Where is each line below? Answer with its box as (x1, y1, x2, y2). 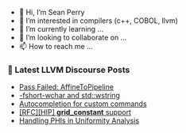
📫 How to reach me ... (18, 42, 93, 51)
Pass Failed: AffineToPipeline (18, 82, 114, 92)
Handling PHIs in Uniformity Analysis (18, 116, 140, 126)
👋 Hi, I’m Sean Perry (18, 8, 85, 17)
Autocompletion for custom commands (18, 99, 148, 108)
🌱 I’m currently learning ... (18, 25, 104, 33)
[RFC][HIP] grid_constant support (18, 108, 132, 117)
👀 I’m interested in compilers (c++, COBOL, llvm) (18, 16, 178, 25)
